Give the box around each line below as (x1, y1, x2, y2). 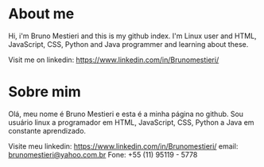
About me (8, 5, 75, 23)
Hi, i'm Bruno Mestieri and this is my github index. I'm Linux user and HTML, (8, 31, 257, 41)
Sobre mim (8, 83, 81, 101)
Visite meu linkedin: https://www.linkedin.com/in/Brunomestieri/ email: (8, 141, 239, 151)
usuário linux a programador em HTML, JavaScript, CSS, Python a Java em (8, 117, 254, 127)
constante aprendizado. (8, 126, 86, 135)
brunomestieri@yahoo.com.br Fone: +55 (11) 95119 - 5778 (8, 150, 198, 159)
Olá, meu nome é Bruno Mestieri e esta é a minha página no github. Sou (8, 109, 244, 118)
